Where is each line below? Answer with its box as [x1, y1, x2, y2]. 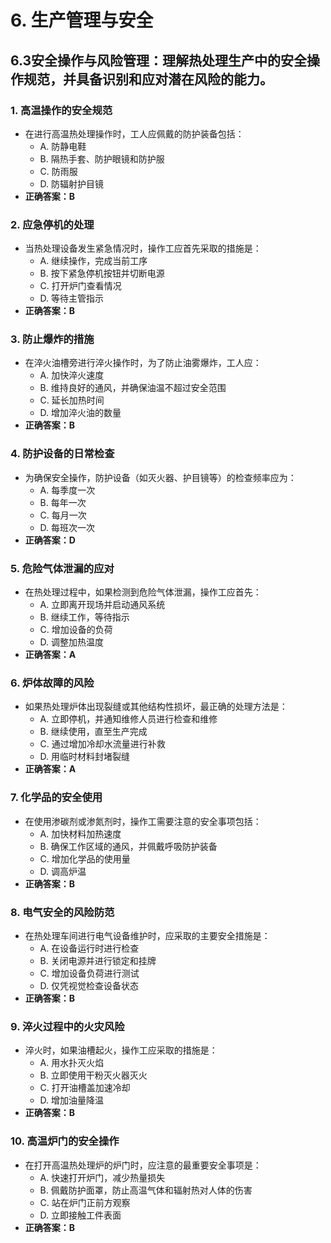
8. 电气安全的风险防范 [10, 905, 115, 919]
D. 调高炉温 [39, 865, 87, 877]
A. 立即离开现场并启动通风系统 [39, 599, 166, 611]
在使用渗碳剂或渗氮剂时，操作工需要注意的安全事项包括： [24, 815, 262, 827]
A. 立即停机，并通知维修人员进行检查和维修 [39, 713, 218, 725]
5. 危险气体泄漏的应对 [10, 561, 115, 575]
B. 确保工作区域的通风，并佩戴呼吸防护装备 [39, 840, 218, 852]
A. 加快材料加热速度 [39, 827, 122, 840]
